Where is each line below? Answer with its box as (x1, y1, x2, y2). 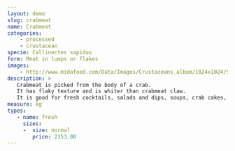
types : (7, 107, 27, 114)
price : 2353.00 (32, 133, 77, 140)
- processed (20, 36, 55, 43)
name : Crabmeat (7, 23, 52, 30)
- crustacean (20, 42, 58, 49)
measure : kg (7, 101, 42, 108)
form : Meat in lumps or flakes (7, 56, 99, 63)
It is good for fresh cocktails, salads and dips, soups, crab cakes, (16, 95, 227, 102)
